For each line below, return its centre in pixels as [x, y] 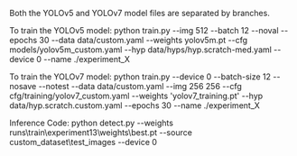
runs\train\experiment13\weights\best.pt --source [101, 133]
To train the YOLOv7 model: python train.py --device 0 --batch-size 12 [140, 77]
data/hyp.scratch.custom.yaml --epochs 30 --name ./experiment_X [135, 106]
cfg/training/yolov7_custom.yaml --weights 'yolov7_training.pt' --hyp [136, 96]
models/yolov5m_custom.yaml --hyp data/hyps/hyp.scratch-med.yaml [141, 50]
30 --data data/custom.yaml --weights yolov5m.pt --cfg [144, 40]
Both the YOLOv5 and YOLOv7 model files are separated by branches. [140, 13]
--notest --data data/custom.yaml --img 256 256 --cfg [140, 86]
